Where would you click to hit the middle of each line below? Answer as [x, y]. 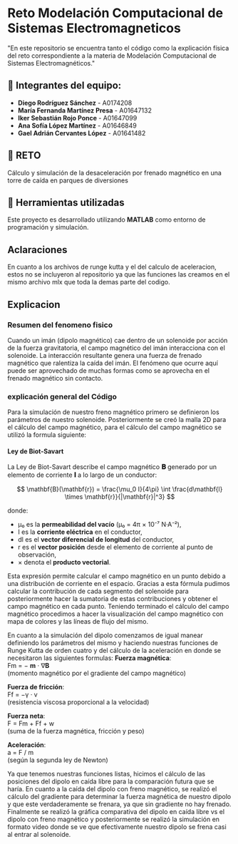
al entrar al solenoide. [39, 835]
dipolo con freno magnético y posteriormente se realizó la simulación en [113, 819]
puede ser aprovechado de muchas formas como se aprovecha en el [109, 370]
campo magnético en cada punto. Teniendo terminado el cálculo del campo [118, 607]
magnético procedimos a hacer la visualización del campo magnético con [115, 614]
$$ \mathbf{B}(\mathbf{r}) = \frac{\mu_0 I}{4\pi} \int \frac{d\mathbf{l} [120, 489]
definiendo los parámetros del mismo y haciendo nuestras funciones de [113, 643]
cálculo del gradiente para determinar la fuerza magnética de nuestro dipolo [119, 797]
